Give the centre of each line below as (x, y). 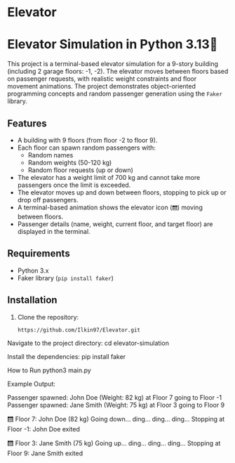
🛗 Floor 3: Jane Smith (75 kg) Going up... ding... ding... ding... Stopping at (114, 443)
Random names (51, 155)
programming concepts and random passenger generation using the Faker (115, 94)
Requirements (39, 254)
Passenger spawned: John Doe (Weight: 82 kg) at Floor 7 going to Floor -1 (115, 398)
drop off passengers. (48, 200)
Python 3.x (33, 270)
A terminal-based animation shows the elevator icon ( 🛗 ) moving (110, 207)
